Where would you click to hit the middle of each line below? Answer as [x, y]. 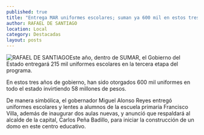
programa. [19, 70]
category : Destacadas [34, 35]
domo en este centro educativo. [46, 126]
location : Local [27, 29]
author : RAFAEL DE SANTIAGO [42, 23]
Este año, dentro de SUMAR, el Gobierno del [125, 57]
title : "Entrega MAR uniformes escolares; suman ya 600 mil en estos [96, 18]
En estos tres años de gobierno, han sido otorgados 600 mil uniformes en [98, 82]
